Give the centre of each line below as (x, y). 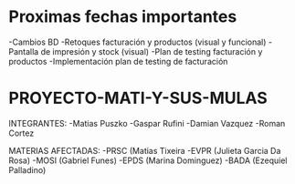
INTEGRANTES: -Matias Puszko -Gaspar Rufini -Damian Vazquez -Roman (147, 123)
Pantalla (24, 51)
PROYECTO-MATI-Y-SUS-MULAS (138, 98)
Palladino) (27, 169)
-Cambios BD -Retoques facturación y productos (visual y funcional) (137, 42)
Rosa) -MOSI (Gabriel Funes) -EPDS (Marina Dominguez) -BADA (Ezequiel (148, 160)
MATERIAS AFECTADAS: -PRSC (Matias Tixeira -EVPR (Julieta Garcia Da (145, 150)
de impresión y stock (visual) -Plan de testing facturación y (152, 51)
